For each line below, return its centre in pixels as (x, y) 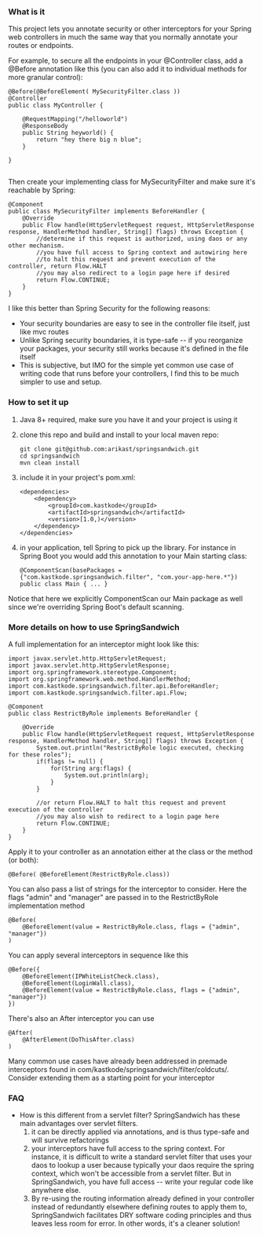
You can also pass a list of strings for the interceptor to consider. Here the (128, 888)
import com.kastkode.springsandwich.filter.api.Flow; (98, 693)
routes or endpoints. (41, 46)
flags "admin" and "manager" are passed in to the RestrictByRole (113, 897)
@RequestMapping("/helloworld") (75, 119)
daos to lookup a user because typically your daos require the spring (142, 1165)
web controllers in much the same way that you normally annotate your (123, 37)
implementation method (46, 906)
